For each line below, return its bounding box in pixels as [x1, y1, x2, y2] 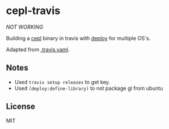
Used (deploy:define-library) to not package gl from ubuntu [14, 85, 163, 92]
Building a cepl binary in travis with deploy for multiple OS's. [6, 34, 151, 41]
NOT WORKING [6, 23, 44, 30]
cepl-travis [6, 4, 61, 18]
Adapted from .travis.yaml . [6, 46, 70, 53]
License [6, 102, 36, 111]
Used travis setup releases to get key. [14, 78, 111, 85]
